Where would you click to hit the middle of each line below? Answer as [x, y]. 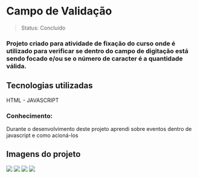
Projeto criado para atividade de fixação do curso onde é [91, 43]
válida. [17, 66]
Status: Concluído [43, 28]
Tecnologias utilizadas [49, 86]
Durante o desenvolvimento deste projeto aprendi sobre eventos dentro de [99, 129]
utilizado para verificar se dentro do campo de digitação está [97, 51]
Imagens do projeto [43, 154]
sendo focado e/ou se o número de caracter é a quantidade [94, 59]
